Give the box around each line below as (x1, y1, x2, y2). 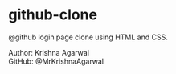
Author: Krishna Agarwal (8, 47, 90, 57)
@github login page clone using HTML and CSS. (8, 32, 169, 42)
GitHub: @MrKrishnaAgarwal (8, 56, 104, 66)
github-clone (8, 6, 98, 24)
